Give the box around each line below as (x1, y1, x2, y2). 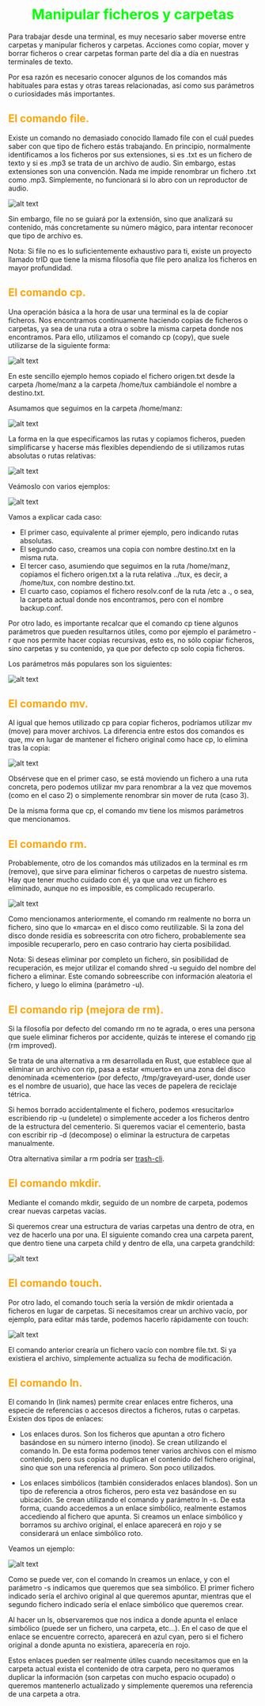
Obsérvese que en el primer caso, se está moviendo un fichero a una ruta (8, 774, 248, 784)
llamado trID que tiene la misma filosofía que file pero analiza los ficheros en (8, 255, 257, 264)
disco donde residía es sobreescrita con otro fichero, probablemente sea (8, 931, 247, 940)
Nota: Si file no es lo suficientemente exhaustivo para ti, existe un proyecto (8, 246, 252, 255)
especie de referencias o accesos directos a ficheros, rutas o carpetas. (8, 1405, 240, 1415)
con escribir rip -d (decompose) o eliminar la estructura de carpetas (8, 1130, 230, 1140)
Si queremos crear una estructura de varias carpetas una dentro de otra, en (8, 1221, 255, 1231)
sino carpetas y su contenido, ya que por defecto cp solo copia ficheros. (8, 643, 245, 653)
